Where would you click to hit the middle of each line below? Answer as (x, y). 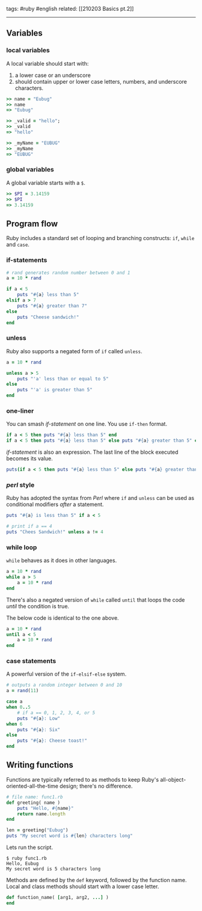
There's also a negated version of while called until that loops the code (96, 600)
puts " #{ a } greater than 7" (52, 306)
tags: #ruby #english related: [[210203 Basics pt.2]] (70, 9)
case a (14, 702)
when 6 (14, 724)
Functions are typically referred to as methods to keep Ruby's (83, 779)
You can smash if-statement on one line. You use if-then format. (87, 424)
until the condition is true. (38, 606)
